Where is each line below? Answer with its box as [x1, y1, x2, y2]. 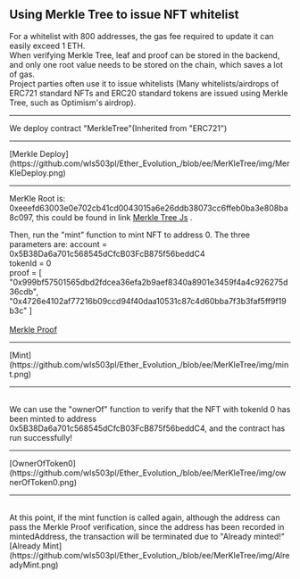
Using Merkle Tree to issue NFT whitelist [9, 7, 239, 22]
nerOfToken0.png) [9, 476, 78, 487]
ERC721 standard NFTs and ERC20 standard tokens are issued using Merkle [9, 87, 288, 98]
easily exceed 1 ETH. [9, 40, 86, 51]
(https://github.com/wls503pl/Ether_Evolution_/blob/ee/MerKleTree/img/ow [9, 467, 287, 478]
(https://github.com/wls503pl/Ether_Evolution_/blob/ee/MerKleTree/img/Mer [9, 158, 290, 169]
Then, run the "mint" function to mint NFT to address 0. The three [9, 229, 251, 240]
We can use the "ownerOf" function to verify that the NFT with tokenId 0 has [9, 403, 291, 414]
